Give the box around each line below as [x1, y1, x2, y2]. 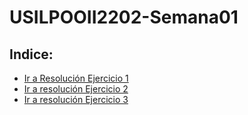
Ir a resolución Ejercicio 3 [23, 94, 129, 105]
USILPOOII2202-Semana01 [9, 6, 239, 29]
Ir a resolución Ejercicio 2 [23, 83, 129, 95]
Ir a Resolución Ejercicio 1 [23, 72, 129, 84]
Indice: [9, 46, 54, 63]
